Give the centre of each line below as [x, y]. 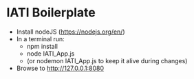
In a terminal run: [40, 38]
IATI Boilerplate [51, 13]
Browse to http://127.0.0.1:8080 [60, 68]
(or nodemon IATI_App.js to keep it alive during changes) [107, 60]
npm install [42, 46]
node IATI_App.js [51, 54]
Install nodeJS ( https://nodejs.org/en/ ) [71, 32]
